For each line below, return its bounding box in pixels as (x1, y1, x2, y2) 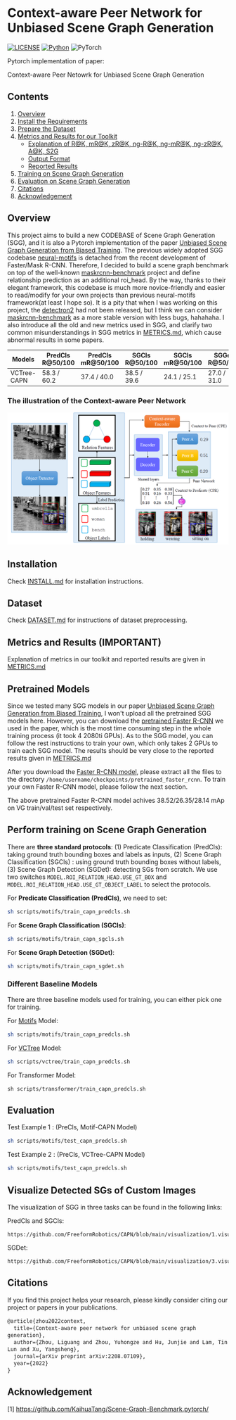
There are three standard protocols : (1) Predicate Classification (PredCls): (7, 842, 223, 851)
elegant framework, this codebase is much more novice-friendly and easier (7, 283, 225, 291)
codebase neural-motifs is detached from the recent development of (7, 253, 206, 262)
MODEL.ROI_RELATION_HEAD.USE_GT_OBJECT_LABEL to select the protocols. (7, 880, 211, 888)
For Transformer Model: (7, 1071, 76, 1079)
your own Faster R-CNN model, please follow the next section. (7, 782, 188, 791)
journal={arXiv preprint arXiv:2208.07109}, (13, 1352, 146, 1359)
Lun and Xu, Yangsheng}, (7, 1345, 80, 1352)
